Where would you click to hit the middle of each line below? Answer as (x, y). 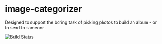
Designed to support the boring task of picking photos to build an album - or (81, 22)
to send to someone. (25, 27)
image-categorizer (44, 9)
